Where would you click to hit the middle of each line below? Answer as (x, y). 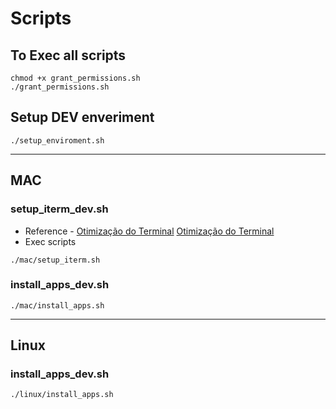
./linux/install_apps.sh (62, 395)
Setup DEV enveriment (82, 117)
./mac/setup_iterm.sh (55, 260)
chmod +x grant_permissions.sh (75, 78)
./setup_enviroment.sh (57, 140)
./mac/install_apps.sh (57, 305)
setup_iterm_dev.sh (59, 209)
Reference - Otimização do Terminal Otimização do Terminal (149, 231)
